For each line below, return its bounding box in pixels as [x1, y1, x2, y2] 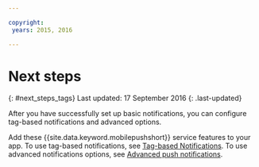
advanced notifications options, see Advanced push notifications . [8, 150, 223, 159]
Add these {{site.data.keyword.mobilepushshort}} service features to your [8, 133, 251, 142]
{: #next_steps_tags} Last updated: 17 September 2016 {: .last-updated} [8, 93, 242, 103]
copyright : [8, 18, 44, 26]
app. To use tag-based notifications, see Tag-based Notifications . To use [8, 141, 248, 151]
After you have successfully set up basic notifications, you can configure [8, 109, 247, 118]
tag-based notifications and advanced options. [8, 117, 162, 127]
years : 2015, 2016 [11, 25, 73, 34]
